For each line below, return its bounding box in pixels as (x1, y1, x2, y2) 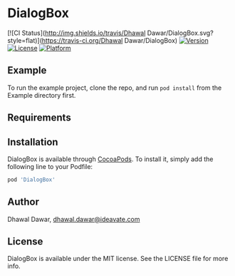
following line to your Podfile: (7, 162, 93, 170)
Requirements (7, 112, 71, 124)
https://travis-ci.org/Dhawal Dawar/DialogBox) (41, 36, 178, 44)
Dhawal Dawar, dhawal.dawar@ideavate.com (7, 215, 140, 223)
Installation (7, 136, 58, 148)
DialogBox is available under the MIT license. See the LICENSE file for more (7, 255, 229, 263)
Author (7, 196, 39, 208)
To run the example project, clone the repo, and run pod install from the (7, 83, 222, 92)
